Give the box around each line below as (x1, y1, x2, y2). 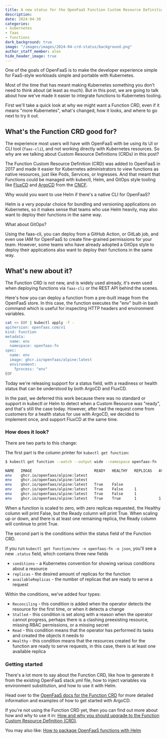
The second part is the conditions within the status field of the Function (5, 530, 152, 536)
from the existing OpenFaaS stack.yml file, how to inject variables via (5, 677, 147, 683)
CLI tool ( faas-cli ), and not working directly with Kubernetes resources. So (5, 146, 160, 152)
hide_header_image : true (5, 53, 57, 59)
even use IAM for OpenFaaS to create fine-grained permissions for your (5, 236, 153, 242)
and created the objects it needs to (12, 633, 84, 638)
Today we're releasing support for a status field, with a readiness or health (5, 380, 158, 386)
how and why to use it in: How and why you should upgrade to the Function (5, 713, 160, 719)
